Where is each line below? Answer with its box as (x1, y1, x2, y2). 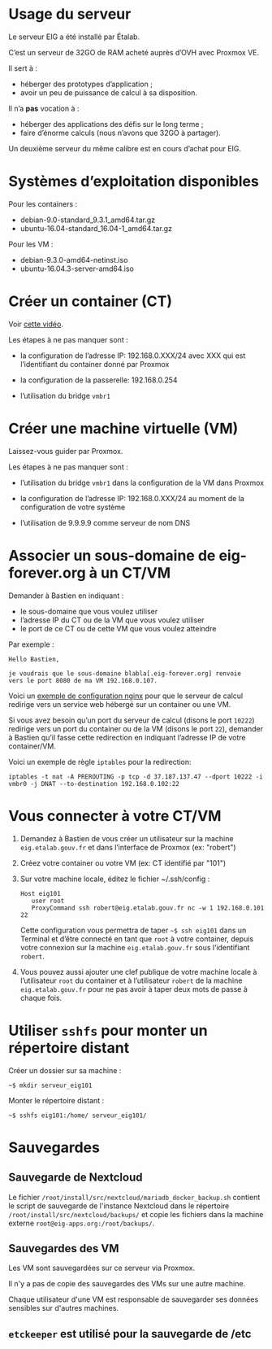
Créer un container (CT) (8, 292, 173, 311)
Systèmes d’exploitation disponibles (8, 172, 260, 191)
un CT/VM (100, 563, 171, 582)
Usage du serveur (8, 5, 132, 24)
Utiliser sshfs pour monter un (8, 1021, 209, 1040)
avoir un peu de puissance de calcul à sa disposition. (19, 87, 197, 98)
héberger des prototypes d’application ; (19, 79, 153, 89)
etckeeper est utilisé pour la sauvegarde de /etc (8, 1327, 252, 1341)
